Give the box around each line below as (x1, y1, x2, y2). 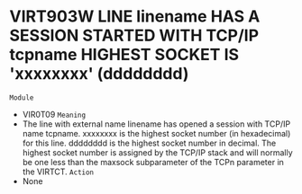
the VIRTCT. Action (22, 166, 95, 177)
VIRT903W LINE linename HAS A (9, 6, 261, 27)
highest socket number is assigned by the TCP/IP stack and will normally (22, 146, 293, 158)
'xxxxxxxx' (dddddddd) (9, 64, 189, 84)
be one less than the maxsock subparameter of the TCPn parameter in (22, 156, 284, 167)
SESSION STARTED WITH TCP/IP (9, 25, 260, 46)
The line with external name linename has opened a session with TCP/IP (22, 119, 291, 129)
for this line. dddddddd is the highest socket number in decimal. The (22, 137, 277, 148)
